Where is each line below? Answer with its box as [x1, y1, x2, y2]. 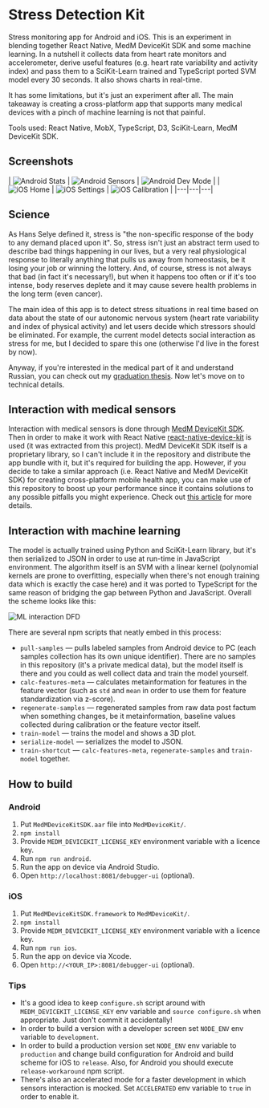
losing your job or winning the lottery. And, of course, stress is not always [8, 263, 251, 273]
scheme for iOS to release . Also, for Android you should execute [19, 1057, 234, 1068]
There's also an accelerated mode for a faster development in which [19, 1075, 247, 1085]
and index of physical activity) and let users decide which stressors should [8, 321, 255, 331]
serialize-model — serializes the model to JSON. [19, 737, 183, 747]
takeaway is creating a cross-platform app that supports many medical [8, 99, 243, 108]
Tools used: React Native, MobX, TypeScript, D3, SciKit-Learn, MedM [8, 123, 238, 132]
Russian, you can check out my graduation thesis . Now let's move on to [8, 371, 245, 380]
